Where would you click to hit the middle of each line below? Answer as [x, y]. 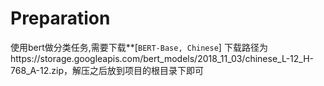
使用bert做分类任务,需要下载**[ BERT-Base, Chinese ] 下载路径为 [139, 47]
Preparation [60, 18]
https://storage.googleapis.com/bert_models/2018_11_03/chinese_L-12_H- [162, 58]
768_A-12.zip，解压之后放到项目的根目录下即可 [107, 70]
